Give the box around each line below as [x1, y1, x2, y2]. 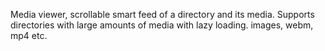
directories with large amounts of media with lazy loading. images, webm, [10, 19, 314, 31]
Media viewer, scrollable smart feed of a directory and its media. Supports [10, 9, 315, 20]
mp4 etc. [10, 30, 48, 41]
